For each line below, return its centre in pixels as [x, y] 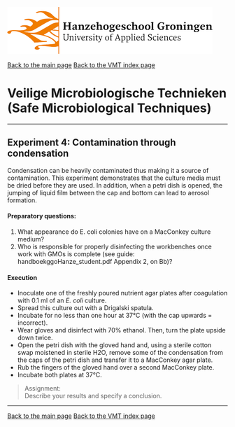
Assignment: [42, 388]
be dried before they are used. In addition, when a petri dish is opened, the [115, 185]
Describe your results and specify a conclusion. [93, 396]
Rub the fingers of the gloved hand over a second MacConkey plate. [116, 367]
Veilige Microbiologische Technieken [117, 93]
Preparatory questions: [42, 216]
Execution [22, 277]
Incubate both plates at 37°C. [60, 375]
